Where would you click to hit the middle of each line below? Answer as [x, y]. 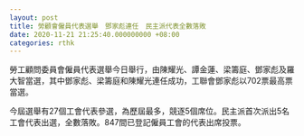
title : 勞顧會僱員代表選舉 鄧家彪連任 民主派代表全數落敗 [108, 26]
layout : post [34, 18]
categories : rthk [42, 43]
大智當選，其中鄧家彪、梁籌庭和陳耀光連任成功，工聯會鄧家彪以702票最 [143, 81]
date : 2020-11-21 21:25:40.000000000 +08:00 [95, 34]
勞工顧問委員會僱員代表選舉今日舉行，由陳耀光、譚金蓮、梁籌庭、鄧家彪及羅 [152, 69]
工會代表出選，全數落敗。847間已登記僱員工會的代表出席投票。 [128, 122]
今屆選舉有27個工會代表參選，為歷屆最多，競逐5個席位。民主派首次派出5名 [150, 111]
